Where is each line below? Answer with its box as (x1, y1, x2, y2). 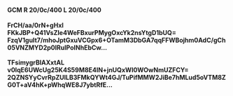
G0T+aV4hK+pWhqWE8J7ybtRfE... (7, 81, 113, 89)
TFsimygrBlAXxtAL (7, 58, 65, 67)
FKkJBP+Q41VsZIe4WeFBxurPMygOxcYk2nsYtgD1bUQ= (7, 29, 176, 37)
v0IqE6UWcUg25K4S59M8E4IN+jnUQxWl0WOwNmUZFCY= (7, 66, 189, 74)
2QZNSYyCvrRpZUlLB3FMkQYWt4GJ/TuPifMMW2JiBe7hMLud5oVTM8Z (7, 74, 226, 82)
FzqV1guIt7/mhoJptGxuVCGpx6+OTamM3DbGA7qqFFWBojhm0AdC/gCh (7, 36, 226, 45)
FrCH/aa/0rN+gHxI (7, 21, 64, 29)
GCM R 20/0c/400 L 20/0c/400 (7, 6, 101, 14)
